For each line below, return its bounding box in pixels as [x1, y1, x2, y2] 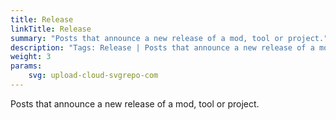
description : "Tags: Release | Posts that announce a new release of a [10, 42, 315, 53]
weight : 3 [10, 52, 52, 62]
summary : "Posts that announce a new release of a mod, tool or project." [10, 33, 329, 43]
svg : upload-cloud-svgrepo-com [28, 71, 159, 81]
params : [10, 61, 43, 71]
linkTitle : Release [10, 24, 92, 34]
